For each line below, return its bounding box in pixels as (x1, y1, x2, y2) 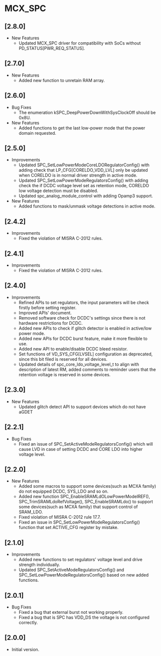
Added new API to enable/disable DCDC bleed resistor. (18, 346, 128, 352)
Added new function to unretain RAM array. (18, 77, 105, 83)
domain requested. (18, 130, 56, 136)
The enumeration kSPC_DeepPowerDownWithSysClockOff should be (18, 110, 156, 115)
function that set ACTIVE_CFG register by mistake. (18, 525, 119, 530)
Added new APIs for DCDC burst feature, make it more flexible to (18, 336, 148, 341)
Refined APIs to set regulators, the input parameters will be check (18, 299, 149, 305)
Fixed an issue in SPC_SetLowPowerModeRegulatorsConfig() (18, 519, 140, 525)
